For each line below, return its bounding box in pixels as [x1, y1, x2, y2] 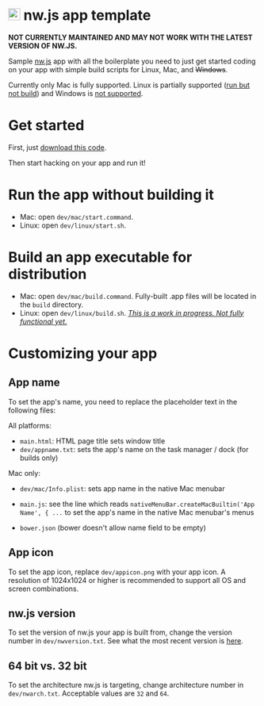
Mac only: [8, 468, 41, 478]
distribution [8, 265, 87, 283]
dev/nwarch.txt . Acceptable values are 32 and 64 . [8, 689, 170, 698]
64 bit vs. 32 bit [8, 659, 87, 673]
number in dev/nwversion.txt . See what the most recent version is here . [8, 636, 243, 646]
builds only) [19, 453, 59, 462]
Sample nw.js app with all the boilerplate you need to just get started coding [8, 56, 256, 66]
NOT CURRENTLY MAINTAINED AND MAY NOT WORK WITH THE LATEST [8, 33, 253, 42]
